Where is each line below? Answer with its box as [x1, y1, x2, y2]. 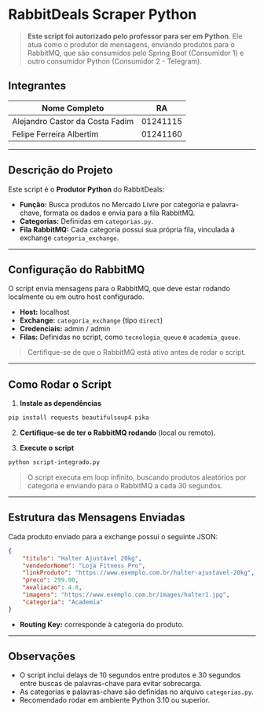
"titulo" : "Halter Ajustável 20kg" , [22, 554, 143, 562]
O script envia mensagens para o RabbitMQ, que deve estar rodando [8, 284, 230, 294]
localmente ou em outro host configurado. [8, 292, 145, 301]
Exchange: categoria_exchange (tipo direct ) [19, 316, 163, 325]
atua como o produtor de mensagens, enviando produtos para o [27, 39, 236, 49]
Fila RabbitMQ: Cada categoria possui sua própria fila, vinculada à [19, 225, 236, 234]
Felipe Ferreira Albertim [12, 128, 99, 139]
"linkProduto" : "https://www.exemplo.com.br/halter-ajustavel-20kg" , [22, 569, 255, 577]
